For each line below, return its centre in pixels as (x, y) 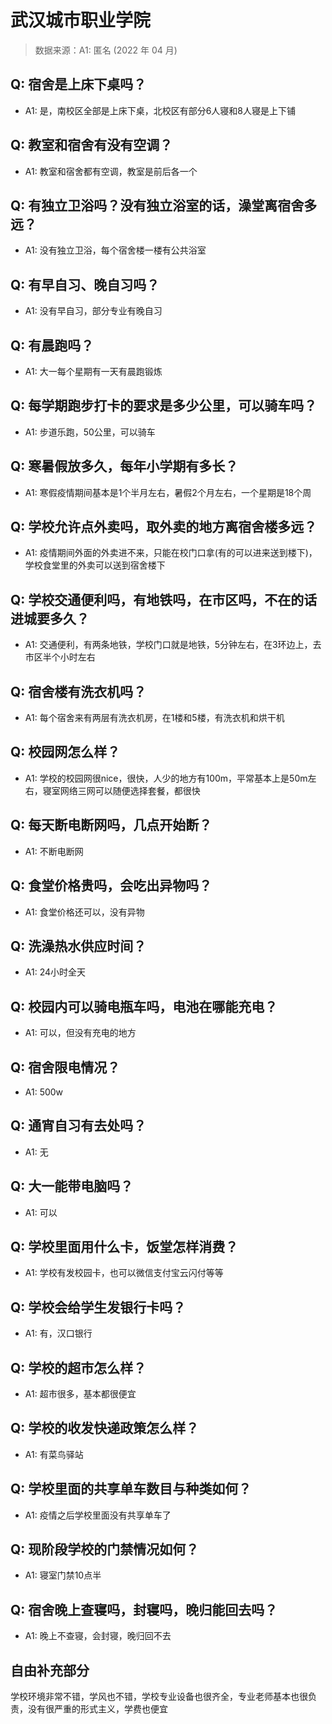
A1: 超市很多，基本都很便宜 (80, 1394)
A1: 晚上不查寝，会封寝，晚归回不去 (98, 1636)
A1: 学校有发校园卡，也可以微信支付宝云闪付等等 (124, 1273)
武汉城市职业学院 (81, 20)
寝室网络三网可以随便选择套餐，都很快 (121, 790)
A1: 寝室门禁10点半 (63, 1575)
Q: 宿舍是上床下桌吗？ (78, 84)
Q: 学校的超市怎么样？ (78, 1367)
